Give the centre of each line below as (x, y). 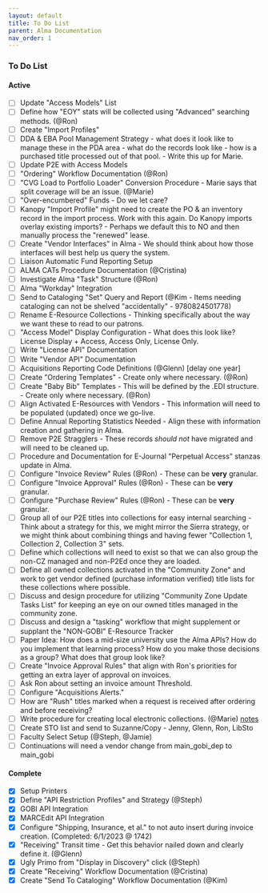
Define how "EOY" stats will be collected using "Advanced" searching (135, 112)
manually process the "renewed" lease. (85, 235)
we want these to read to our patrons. (82, 324)
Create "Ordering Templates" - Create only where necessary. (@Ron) (134, 377)
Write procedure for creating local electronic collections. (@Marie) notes (139, 719)
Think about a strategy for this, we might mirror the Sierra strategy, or (134, 527)
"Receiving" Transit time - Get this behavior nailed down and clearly (132, 844)
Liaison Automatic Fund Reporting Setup (86, 261)
